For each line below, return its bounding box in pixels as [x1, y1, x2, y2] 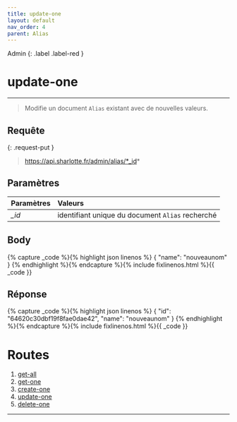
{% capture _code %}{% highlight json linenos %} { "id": [7, 307, 171, 315]
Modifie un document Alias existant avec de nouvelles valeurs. [24, 104, 208, 113]
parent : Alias [7, 30, 49, 37]
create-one [17, 385, 51, 394]
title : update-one [7, 10, 61, 18]
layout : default [7, 17, 55, 24]
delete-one [17, 400, 50, 409]
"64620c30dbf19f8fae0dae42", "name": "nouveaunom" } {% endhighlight [7, 315, 223, 323]
